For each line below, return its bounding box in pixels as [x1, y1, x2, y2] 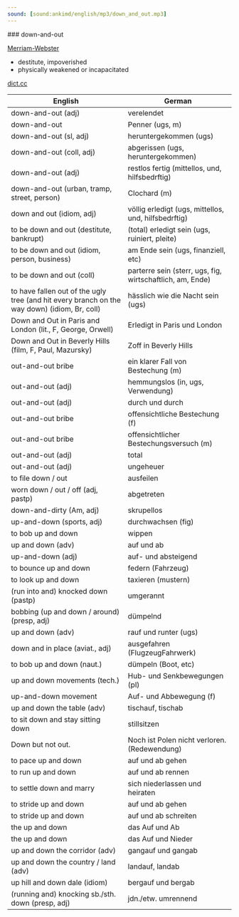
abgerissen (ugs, [127, 143, 185, 152]
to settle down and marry [11, 783, 95, 793]
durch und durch [127, 397, 184, 407]
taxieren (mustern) [127, 574, 191, 584]
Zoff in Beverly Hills [127, 340, 193, 350]
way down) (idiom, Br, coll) [11, 304, 101, 314]
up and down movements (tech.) [11, 675, 119, 685]
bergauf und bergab [127, 877, 195, 887]
